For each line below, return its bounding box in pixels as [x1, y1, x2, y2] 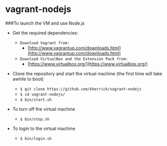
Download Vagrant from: [20, 40, 70, 46]
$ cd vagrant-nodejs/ [20, 92, 65, 97]
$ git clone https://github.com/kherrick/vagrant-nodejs [20, 86, 142, 91]
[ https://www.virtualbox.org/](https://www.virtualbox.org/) [27, 61, 148, 67]
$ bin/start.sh [20, 97, 52, 102]
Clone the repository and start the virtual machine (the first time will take [12, 70, 162, 76]
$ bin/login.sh [20, 136, 52, 141]
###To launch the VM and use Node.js [5, 20, 85, 26]
